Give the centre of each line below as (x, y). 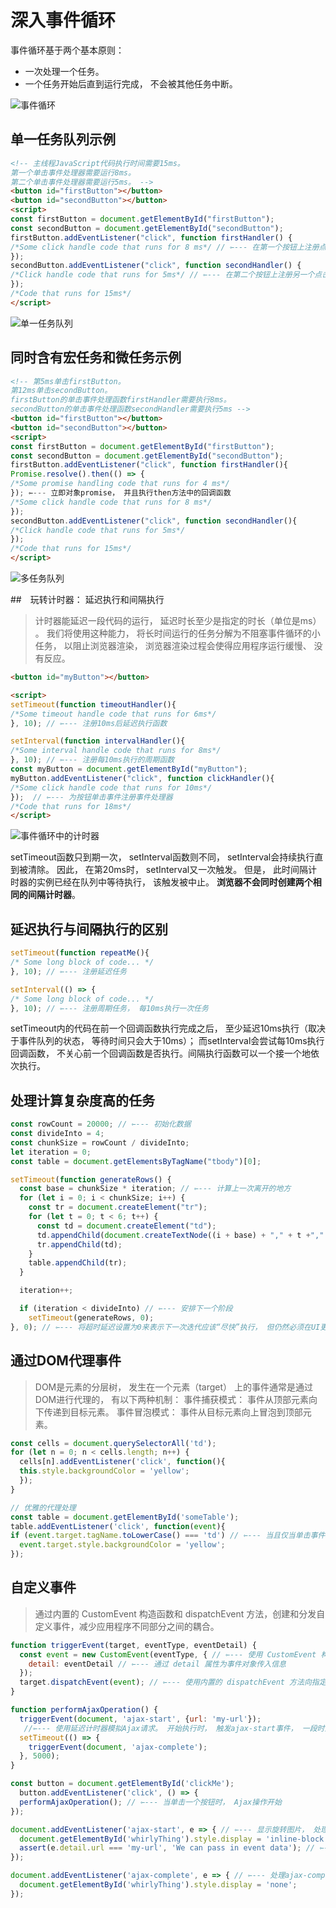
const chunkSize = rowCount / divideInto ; (100, 1142)
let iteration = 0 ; (51, 1152)
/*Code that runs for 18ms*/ (71, 806)
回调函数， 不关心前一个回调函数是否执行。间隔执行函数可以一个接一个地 (160, 1053)
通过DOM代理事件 (66, 1361)
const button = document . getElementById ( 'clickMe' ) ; (122, 1784)
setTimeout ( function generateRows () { (91, 1179)
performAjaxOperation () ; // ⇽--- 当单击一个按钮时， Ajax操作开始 (150, 1802)
